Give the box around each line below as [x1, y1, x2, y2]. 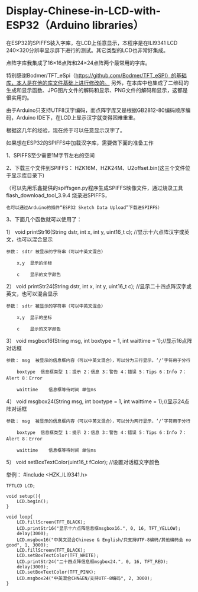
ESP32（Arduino [6, 19, 90, 32]
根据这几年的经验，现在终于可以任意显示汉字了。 [6, 126, 125, 134]
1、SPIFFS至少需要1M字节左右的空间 [6, 152, 95, 159]
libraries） [92, 19, 144, 32]
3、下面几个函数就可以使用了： [6, 215, 82, 223]
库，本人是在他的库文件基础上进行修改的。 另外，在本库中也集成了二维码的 [6, 79, 189, 86]
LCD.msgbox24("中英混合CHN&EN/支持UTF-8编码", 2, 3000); [17, 575, 152, 581]
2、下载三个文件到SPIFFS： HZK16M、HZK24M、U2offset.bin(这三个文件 [6, 164, 186, 171]
